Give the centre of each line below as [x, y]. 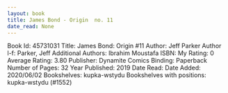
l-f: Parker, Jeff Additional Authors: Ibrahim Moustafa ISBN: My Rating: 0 [111, 53]
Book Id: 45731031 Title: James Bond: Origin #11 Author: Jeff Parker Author [114, 46]
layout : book [26, 13]
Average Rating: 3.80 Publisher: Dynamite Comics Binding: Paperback [107, 61]
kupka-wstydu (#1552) [40, 83]
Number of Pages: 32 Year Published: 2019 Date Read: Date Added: [104, 68]
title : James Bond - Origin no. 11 [60, 20]
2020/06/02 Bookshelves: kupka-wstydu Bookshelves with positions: [107, 75]
